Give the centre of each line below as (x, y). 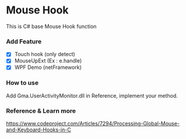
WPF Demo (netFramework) (48, 67)
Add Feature (24, 41)
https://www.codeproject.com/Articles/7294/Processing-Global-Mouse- (93, 124)
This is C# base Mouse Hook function (51, 26)
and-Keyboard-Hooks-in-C (38, 130)
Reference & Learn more (41, 110)
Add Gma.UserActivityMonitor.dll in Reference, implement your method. (92, 95)
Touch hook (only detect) (45, 54)
